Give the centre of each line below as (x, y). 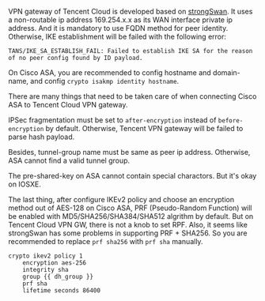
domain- (227, 73)
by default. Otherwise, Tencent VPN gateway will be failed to (144, 128)
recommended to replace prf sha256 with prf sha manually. (106, 241)
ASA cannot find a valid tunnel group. (69, 160)
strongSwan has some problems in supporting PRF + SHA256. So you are (128, 233)
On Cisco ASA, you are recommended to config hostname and (110, 73)
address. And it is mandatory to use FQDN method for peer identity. (118, 28)
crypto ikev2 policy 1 (45, 256)
